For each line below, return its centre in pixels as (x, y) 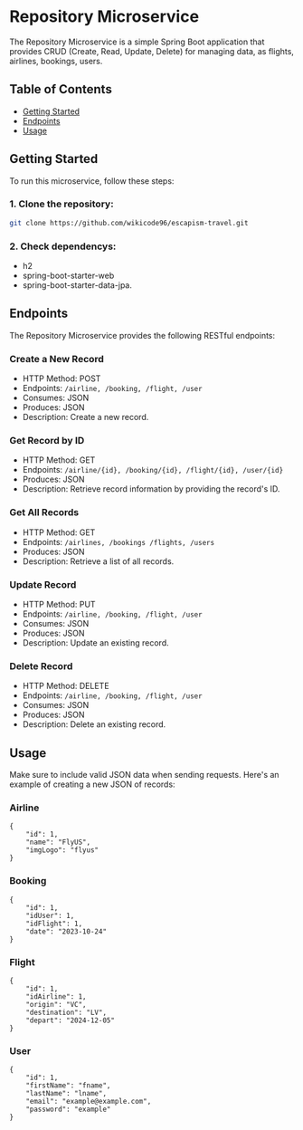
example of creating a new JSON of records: (92, 784)
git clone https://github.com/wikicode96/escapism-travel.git (129, 223)
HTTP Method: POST (62, 378)
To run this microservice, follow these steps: (92, 181)
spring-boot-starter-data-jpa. (77, 285)
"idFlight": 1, (54, 924)
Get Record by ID (47, 441)
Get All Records (44, 512)
